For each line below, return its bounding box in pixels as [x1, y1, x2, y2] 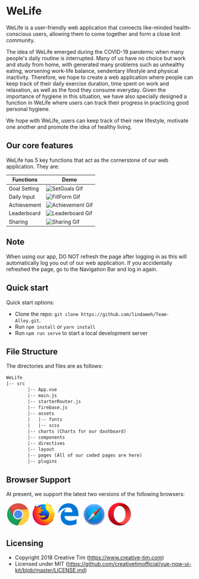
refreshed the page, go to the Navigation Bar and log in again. [6, 265, 158, 272]
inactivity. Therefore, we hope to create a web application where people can [6, 73, 194, 81]
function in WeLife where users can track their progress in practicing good [6, 99, 189, 106]
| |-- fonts [27, 416, 63, 422]
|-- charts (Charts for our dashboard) [27, 428, 127, 434]
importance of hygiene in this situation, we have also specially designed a [6, 93, 187, 100]
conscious [6, 30, 32, 37]
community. [6, 36, 35, 44]
